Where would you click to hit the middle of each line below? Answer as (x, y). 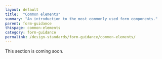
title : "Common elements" (33, 14)
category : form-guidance (31, 32)
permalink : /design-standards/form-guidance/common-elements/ (70, 37)
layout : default (22, 10)
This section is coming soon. (34, 51)
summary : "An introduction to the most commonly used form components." (81, 19)
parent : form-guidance (28, 23)
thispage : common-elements (33, 28)
